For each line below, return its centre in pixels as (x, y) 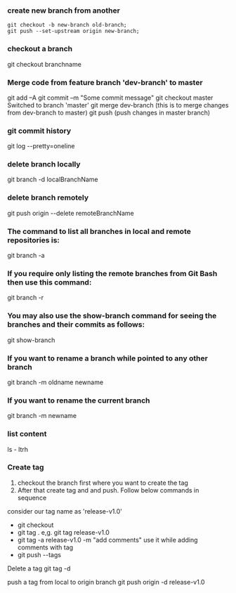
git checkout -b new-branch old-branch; (67, 25)
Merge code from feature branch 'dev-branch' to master (105, 82)
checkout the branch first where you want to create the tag (103, 483)
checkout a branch (40, 49)
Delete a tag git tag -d (39, 568)
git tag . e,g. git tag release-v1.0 (64, 532)
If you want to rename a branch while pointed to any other (108, 358)
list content (27, 434)
